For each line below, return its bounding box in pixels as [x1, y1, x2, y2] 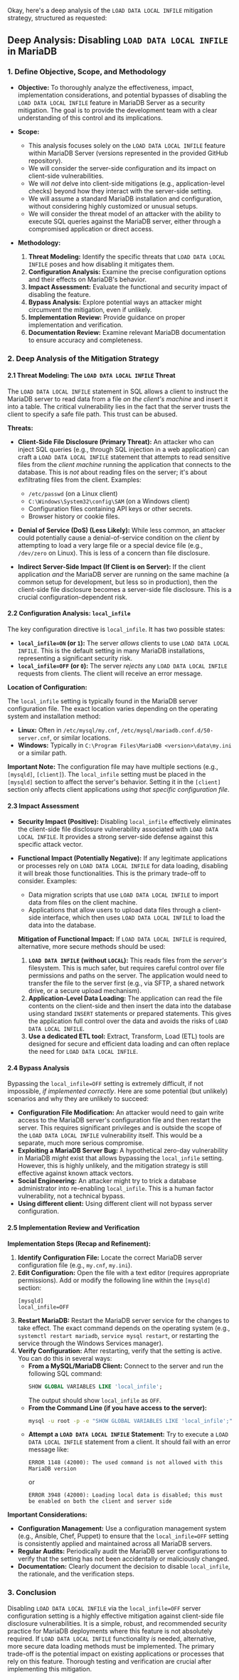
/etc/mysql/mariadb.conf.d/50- [120, 728, 213, 735]
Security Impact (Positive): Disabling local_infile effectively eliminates [17, 818, 232, 826]
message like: [28, 1445, 69, 1454]
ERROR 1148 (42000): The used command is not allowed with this [28, 1459, 223, 1467]
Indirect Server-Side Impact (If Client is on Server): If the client [17, 562, 206, 570]
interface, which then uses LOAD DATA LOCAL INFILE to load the [42, 913, 225, 922]
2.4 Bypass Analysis [7, 1063, 70, 1072]
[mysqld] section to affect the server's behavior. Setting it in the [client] [7, 778, 221, 786]
